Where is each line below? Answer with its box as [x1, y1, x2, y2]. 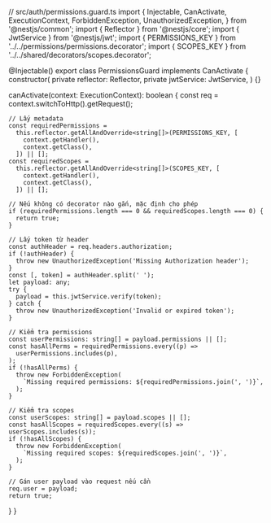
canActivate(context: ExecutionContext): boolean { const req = [8, 90, 219, 100]
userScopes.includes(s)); [8, 428, 96, 436]
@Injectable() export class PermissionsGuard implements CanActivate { [8, 66, 249, 76]
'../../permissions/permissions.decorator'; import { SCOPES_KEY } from [8, 41, 247, 51]
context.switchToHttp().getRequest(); [8, 99, 133, 108]
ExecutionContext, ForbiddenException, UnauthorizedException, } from [8, 15, 247, 25]
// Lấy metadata [8, 115, 63, 123]
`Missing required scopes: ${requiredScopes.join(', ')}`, [23, 449, 228, 457]
